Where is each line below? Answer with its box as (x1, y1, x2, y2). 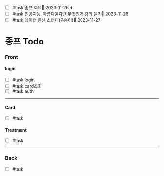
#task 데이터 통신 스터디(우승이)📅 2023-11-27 (12, 17, 101, 23)
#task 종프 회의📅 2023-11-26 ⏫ (12, 5, 72, 10)
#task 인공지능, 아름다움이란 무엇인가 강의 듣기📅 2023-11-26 (12, 11, 129, 17)
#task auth (12, 88, 34, 94)
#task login (12, 77, 35, 83)
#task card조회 (12, 83, 42, 88)
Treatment (5, 127, 27, 132)
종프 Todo (5, 36, 44, 47)
